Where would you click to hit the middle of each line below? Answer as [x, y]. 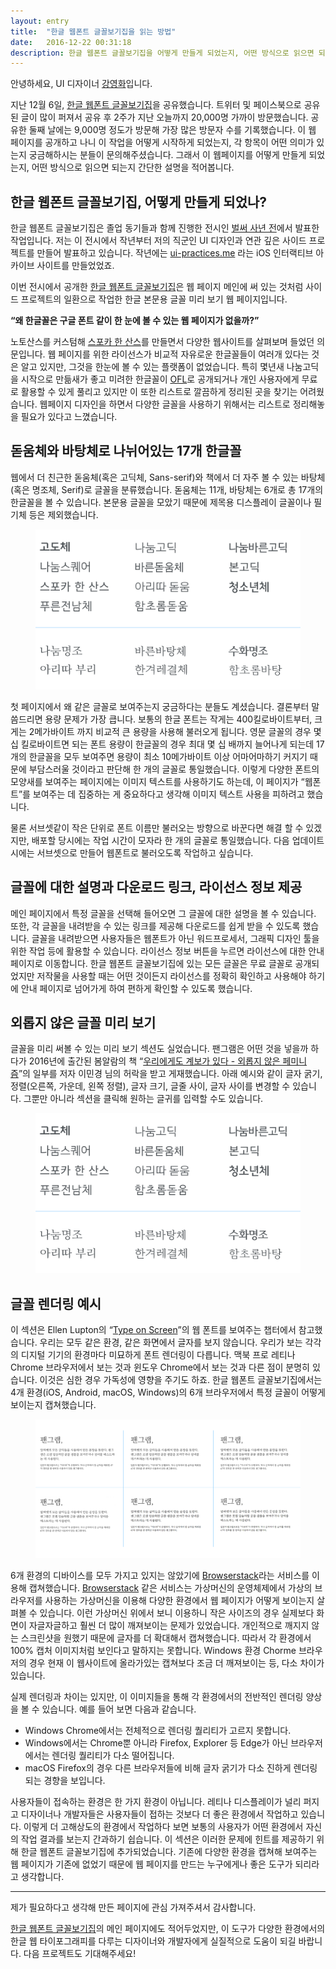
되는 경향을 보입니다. [65, 1780]
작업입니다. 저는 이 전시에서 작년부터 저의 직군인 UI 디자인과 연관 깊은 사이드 [158, 241]
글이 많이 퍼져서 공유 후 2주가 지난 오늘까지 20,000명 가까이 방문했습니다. [164, 117]
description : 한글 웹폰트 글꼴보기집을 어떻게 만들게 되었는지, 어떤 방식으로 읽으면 [162, 53]
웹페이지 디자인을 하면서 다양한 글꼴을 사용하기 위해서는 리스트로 [165, 404]
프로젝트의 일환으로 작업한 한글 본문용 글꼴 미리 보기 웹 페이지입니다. [154, 299]
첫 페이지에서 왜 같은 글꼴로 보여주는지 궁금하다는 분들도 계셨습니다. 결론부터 [160, 706]
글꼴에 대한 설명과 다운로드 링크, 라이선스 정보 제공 [156, 887]
